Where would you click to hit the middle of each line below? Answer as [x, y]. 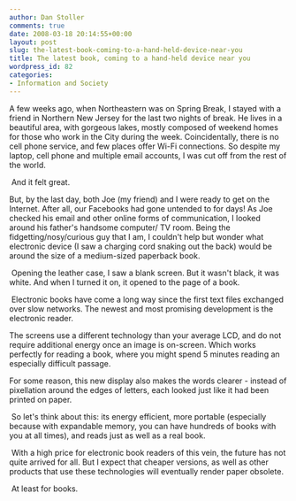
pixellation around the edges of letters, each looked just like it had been [139, 389]
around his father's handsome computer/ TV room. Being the [120, 227]
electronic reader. [41, 318]
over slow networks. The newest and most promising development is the [141, 308]
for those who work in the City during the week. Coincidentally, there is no [144, 136]
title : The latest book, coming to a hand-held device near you [130, 58]
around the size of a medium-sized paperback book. [105, 255]
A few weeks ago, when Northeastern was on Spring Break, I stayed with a [145, 108]
